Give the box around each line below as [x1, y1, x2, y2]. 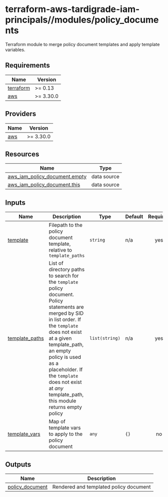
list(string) [89, 335, 121, 341]
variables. [5, 47, 25, 53]
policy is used [48, 354, 81, 361]
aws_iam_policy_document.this [7, 181, 80, 188]
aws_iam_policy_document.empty [7, 173, 87, 180]
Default [125, 213, 143, 220]
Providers [5, 110, 36, 118]
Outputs [5, 460, 31, 468]
